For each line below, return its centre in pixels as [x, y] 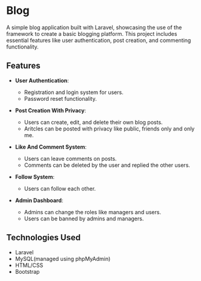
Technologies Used [43, 238]
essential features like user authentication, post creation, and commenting [99, 40]
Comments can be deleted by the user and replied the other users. [107, 165]
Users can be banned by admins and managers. [84, 218]
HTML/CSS [29, 265]
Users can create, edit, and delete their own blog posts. [93, 122]
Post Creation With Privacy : [51, 110]
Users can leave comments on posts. [70, 158]
